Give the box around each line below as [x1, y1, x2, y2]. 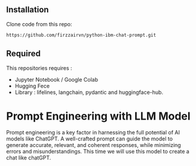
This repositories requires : [6, 64, 73, 71]
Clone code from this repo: [6, 20, 73, 27]
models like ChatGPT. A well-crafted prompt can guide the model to [6, 135, 173, 142]
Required [6, 49, 41, 59]
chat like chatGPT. [6, 154, 51, 161]
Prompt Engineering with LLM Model [6, 109, 191, 123]
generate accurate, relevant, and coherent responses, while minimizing [6, 142, 181, 149]
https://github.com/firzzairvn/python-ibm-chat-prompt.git [6, 32, 157, 38]
